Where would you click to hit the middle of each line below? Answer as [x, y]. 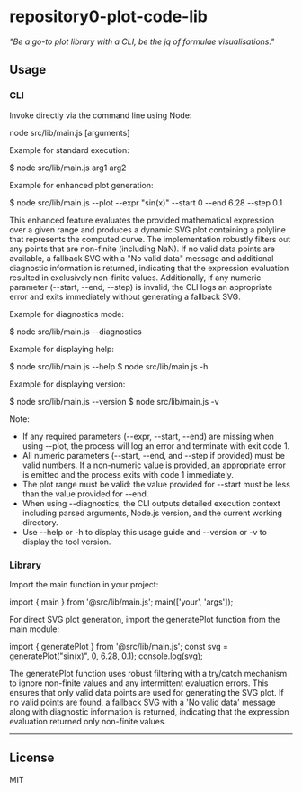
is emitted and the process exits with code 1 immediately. [128, 474]
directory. [40, 522]
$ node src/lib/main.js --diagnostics [75, 332]
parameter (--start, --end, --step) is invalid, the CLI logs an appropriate [141, 287]
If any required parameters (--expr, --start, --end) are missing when [148, 436]
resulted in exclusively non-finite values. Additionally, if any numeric [135, 278]
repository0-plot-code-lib [109, 17]
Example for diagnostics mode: [67, 314]
